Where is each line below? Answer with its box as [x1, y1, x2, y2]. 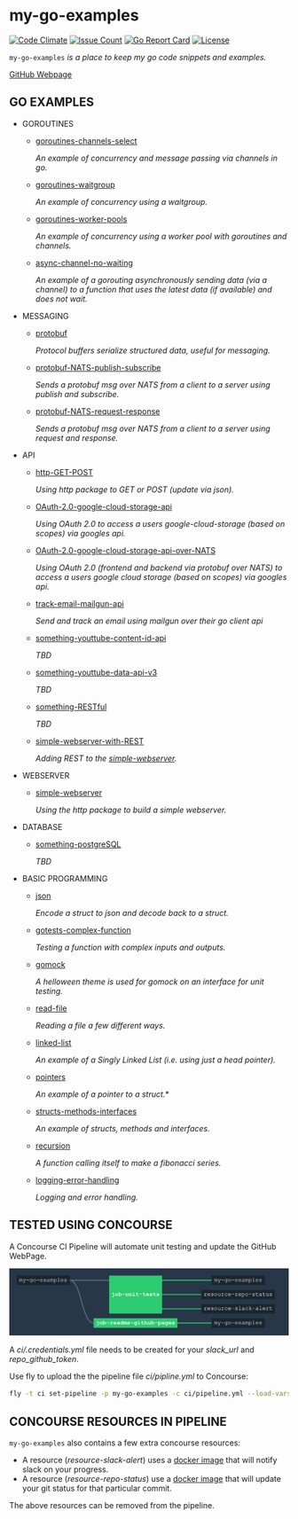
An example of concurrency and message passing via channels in [35, 153, 278, 163]
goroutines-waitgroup [35, 179, 115, 190]
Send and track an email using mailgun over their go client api [35, 615, 263, 626]
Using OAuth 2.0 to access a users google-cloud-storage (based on [35, 518, 286, 529]
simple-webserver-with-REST [35, 735, 145, 746]
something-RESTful [35, 701, 107, 712]
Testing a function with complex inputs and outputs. [35, 942, 226, 952]
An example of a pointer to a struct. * [35, 1088, 170, 1100]
